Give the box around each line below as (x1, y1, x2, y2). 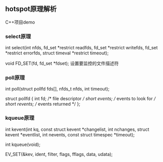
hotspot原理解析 (5, 5, 57, 14)
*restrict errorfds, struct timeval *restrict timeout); (5, 50, 109, 56)
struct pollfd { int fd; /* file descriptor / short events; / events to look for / (5, 96, 156, 102)
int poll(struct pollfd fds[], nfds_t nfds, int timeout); (5, 86, 110, 92)
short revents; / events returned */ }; (5, 101, 80, 107)
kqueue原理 (5, 115, 35, 122)
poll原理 (5, 74, 25, 82)
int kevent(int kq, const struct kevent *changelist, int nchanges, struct (5, 126, 149, 132)
